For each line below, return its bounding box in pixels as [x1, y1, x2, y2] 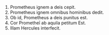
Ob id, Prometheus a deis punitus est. [10, 15, 88, 20]
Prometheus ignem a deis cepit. [10, 4, 76, 10]
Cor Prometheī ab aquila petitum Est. [10, 20, 86, 26]
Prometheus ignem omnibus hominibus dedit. [10, 9, 104, 15]
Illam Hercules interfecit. [10, 25, 61, 31]
